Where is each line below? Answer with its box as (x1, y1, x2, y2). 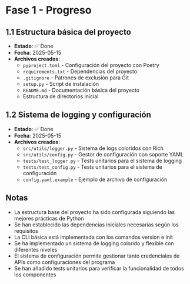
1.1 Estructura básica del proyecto (5, 27, 132, 37)
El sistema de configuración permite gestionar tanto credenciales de (14, 252, 180, 259)
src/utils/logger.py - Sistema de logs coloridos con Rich (22, 145, 164, 152)
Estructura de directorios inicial (22, 93, 99, 100)
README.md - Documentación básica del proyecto (22, 86, 139, 93)
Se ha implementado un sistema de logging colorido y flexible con (14, 239, 174, 247)
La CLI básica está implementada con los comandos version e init (14, 233, 173, 240)
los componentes (14, 271, 56, 278)
